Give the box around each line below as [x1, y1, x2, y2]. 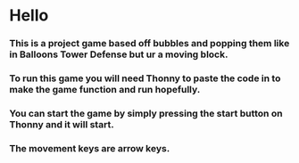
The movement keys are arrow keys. [9, 142, 170, 154]
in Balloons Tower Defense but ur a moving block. [9, 48, 228, 61]
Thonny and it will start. [9, 118, 114, 130]
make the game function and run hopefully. [9, 84, 201, 96]
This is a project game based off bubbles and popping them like [9, 37, 290, 50]
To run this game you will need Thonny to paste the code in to [9, 72, 281, 85]
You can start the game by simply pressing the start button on [9, 107, 283, 119]
